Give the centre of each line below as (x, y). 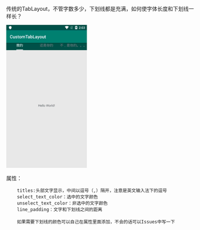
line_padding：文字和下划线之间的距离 (60, 210)
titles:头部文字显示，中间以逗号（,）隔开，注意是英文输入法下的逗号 (92, 191)
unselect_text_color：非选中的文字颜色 (62, 203)
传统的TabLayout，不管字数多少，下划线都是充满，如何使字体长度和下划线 (98, 9)
